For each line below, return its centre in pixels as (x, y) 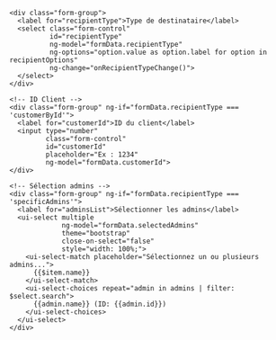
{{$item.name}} (62, 273)
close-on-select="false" (108, 241)
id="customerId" (76, 147)
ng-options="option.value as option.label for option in (158, 52)
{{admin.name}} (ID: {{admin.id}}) (100, 304)
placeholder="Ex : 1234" (92, 155)
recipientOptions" (44, 60)
